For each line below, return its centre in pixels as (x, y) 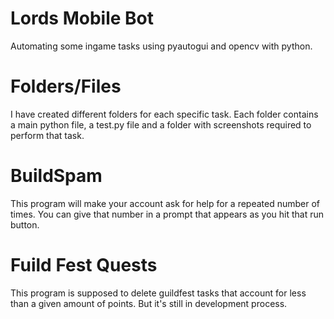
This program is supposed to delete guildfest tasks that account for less (158, 293)
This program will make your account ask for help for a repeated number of (165, 203)
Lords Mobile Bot (82, 18)
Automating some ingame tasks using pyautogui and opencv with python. (161, 46)
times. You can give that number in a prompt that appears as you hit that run (167, 214)
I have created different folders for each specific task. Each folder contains (164, 114)
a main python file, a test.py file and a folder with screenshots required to (161, 124)
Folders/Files (66, 86)
